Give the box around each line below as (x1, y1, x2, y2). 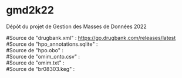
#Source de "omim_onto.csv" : (6, 53, 80, 60)
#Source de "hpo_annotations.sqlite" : (6, 40, 98, 48)
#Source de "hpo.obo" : (6, 46, 63, 53)
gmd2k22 (6, 4, 55, 17)
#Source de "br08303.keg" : (6, 65, 75, 72)
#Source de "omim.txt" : (6, 59, 65, 66)
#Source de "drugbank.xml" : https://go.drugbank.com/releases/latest (6, 34, 176, 41)
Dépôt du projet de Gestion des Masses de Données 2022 (6, 23, 147, 30)
